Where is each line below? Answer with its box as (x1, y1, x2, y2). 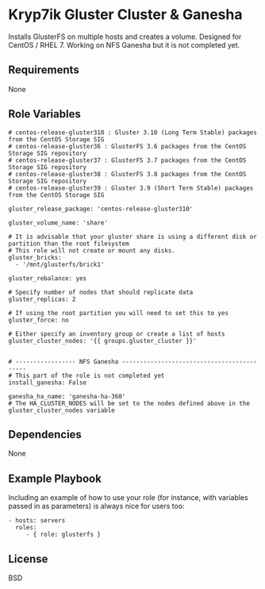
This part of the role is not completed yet (15, 371, 165, 379)
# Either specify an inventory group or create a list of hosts (8, 329, 225, 338)
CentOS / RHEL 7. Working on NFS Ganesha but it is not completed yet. (8, 40, 240, 49)
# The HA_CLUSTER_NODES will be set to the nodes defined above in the (8, 399, 250, 407)
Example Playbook (8, 472, 102, 485)
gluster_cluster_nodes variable (8, 406, 115, 414)
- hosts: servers (8, 517, 66, 525)
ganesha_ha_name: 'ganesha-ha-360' (8, 392, 126, 400)
